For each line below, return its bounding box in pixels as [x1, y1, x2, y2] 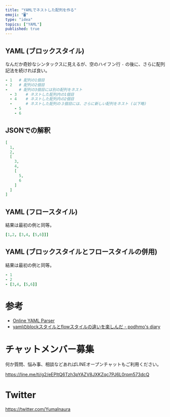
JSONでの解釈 [5, 126, 51, 135]
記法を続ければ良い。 [5, 67, 50, 73]
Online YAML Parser [12, 318, 55, 324]
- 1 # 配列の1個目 [5, 77, 45, 83]
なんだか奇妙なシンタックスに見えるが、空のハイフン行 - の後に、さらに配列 [5, 61, 165, 67]
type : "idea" [5, 17, 33, 22]
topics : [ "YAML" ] [5, 21, 42, 27]
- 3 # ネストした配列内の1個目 [10, 92, 75, 97]
